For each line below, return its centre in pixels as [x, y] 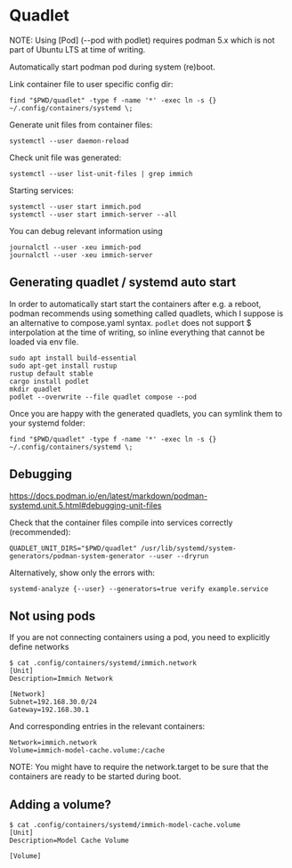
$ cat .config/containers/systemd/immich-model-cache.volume [125, 825]
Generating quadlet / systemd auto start [123, 283]
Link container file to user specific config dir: [91, 84]
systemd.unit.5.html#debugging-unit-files [85, 505]
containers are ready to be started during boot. [95, 776]
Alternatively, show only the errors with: [82, 572]
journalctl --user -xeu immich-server [81, 255]
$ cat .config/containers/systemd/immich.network [103, 663]
